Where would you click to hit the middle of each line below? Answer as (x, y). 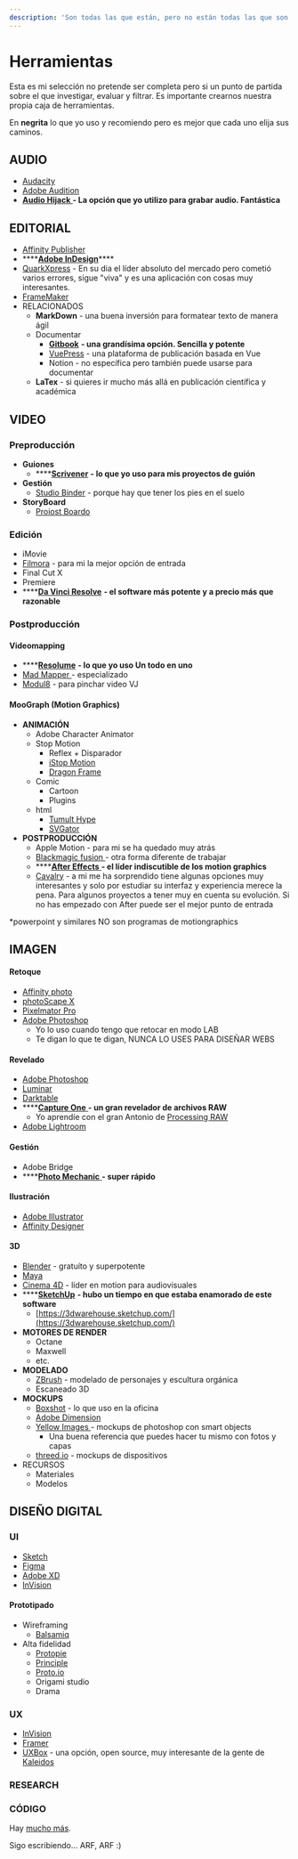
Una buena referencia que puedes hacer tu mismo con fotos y (162, 1436)
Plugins (62, 800)
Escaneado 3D (62, 1389)
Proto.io (50, 1672)
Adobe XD (41, 1575)
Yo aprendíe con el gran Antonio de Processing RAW (132, 1117)
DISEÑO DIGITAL (56, 1511)
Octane (49, 1342)
